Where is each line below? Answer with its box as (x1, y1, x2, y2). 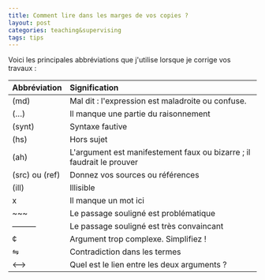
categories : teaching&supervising (8, 26, 122, 34)
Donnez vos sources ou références (69, 170, 200, 181)
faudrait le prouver (69, 157, 139, 168)
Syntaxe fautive (69, 121, 128, 133)
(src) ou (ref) (12, 170, 61, 181)
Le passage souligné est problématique (69, 208, 215, 219)
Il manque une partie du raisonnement (69, 108, 211, 119)
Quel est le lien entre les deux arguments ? (69, 259, 227, 271)
